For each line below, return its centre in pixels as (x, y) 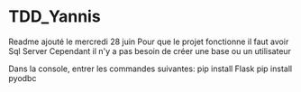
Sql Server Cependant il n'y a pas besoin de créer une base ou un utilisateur (150, 51)
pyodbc (23, 78)
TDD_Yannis (55, 17)
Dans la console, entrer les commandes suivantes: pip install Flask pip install (150, 69)
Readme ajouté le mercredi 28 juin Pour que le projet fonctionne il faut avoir (149, 41)
